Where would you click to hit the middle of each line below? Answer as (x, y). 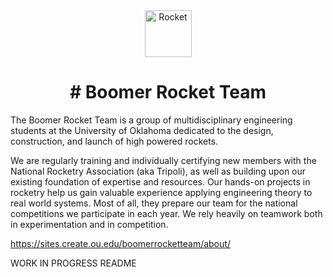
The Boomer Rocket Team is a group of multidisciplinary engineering (151, 120)
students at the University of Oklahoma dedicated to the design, (142, 130)
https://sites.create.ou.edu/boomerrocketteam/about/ (120, 243)
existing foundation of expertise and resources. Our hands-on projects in (160, 181)
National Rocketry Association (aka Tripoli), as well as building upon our (158, 171)
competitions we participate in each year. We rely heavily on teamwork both (166, 213)
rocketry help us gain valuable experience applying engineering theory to (161, 192)
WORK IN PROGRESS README (73, 263)
